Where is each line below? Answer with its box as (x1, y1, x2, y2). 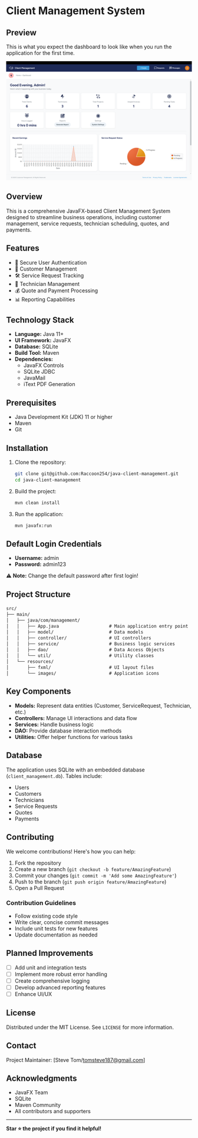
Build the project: (14, 487, 57, 494)
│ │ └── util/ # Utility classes (6, 653, 154, 659)
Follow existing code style (14, 912, 78, 919)
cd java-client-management (14, 477, 81, 483)
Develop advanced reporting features (14, 984, 106, 991)
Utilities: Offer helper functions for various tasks (14, 733, 133, 740)
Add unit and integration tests (14, 964, 87, 971)
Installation (6, 443, 48, 453)
